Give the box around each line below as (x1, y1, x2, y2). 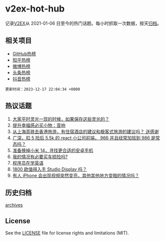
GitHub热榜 (12, 51, 36, 57)
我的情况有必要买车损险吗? (12, 154, 68, 160)
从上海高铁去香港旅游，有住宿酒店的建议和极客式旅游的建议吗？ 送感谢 (12, 129, 159, 135)
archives (5, 202, 23, 208)
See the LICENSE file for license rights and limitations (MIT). (5, 230, 129, 236)
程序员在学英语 (12, 160, 44, 166)
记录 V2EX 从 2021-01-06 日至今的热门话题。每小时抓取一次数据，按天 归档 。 (5, 20, 162, 26)
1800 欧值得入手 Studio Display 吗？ (12, 166, 87, 172)
